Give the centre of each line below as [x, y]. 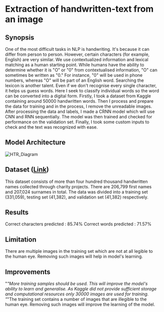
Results [17, 212]
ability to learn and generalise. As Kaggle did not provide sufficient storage [81, 289]
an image [24, 19]
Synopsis [20, 37]
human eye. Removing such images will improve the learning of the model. [80, 305]
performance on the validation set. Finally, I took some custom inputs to [77, 122]
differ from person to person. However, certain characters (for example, [77, 54]
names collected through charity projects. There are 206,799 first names [78, 186]
